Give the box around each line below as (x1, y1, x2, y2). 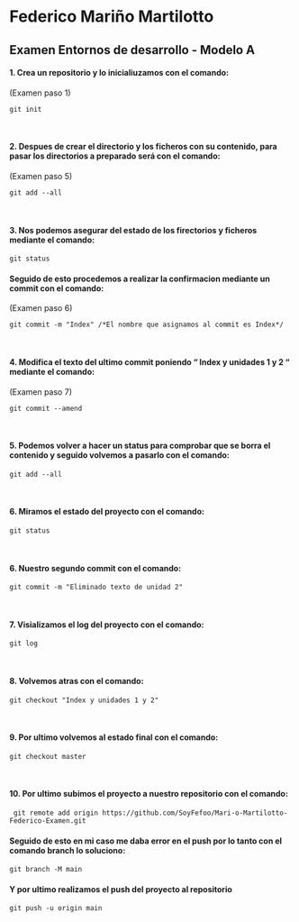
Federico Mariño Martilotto (9, 6, 214, 27)
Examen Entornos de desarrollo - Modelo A (9, 42, 255, 58)
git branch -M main (9, 865, 83, 874)
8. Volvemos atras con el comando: (9, 676, 144, 686)
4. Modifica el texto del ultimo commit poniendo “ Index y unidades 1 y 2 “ (9, 356, 290, 367)
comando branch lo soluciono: (9, 844, 126, 855)
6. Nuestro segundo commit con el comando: (9, 562, 182, 573)
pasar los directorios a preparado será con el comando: (9, 151, 221, 161)
